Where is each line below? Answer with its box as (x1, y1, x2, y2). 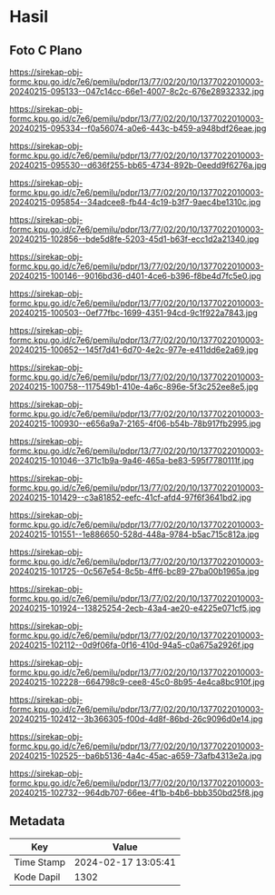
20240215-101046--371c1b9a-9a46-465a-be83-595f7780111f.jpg (9, 455, 254, 465)
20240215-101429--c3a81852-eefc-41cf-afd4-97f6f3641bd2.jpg (9, 492, 252, 502)
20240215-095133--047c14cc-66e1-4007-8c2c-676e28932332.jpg (9, 86, 265, 96)
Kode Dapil (14, 870, 61, 883)
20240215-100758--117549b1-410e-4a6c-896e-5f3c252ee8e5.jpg (9, 382, 259, 392)
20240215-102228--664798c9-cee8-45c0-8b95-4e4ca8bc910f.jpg (9, 677, 265, 687)
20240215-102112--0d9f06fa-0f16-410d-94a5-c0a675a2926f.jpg (9, 640, 254, 651)
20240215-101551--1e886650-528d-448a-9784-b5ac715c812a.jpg (9, 529, 260, 540)
